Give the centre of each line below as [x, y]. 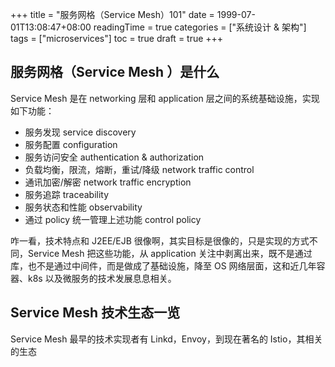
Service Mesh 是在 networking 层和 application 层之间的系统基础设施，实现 [165, 98]
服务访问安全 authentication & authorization [114, 157]
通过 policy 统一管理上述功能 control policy [113, 219]
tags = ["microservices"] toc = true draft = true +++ [117, 38]
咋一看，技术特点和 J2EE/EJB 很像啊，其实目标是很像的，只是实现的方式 [160, 240]
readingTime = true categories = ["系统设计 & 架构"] [200, 27]
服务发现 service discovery [80, 132]
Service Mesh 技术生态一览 [95, 313]
